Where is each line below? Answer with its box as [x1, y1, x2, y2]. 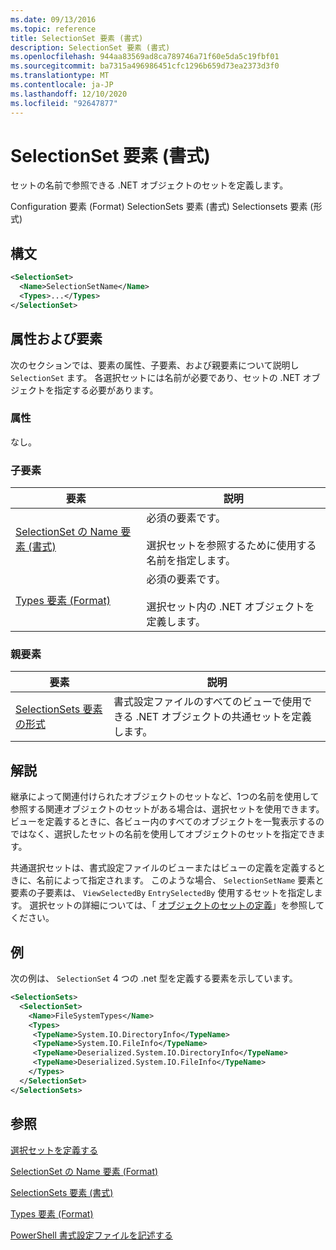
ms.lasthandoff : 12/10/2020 [10, 89, 128, 99]
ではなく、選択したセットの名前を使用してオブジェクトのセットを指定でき [10, 828, 317, 840]
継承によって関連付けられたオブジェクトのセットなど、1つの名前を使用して [10, 791, 320, 803]
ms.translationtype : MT [10, 71, 110, 81]
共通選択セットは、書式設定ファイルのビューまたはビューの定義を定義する [10, 862, 317, 874]
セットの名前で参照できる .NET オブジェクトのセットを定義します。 [10, 179, 289, 191]
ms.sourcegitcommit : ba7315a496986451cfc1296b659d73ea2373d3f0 [10, 61, 280, 71]
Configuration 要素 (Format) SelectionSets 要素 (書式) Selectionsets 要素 [10, 201, 308, 213]
